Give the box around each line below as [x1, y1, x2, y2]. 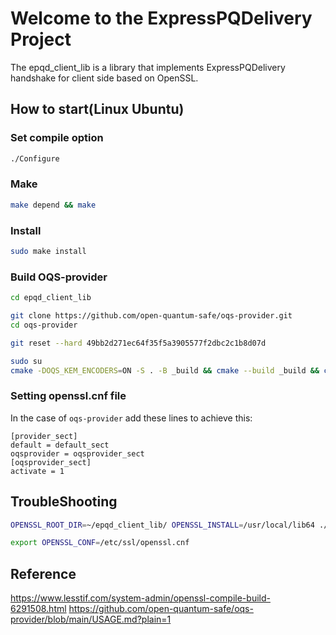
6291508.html [10, 603, 67, 615]
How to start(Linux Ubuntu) [10, 101, 185, 118]
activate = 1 [10, 466, 65, 476]
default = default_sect [10, 440, 110, 450]
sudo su [10, 356, 43, 366]
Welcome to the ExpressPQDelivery [10, 7, 313, 30]
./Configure [10, 153, 60, 164]
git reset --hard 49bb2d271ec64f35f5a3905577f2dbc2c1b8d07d [10, 338, 267, 348]
